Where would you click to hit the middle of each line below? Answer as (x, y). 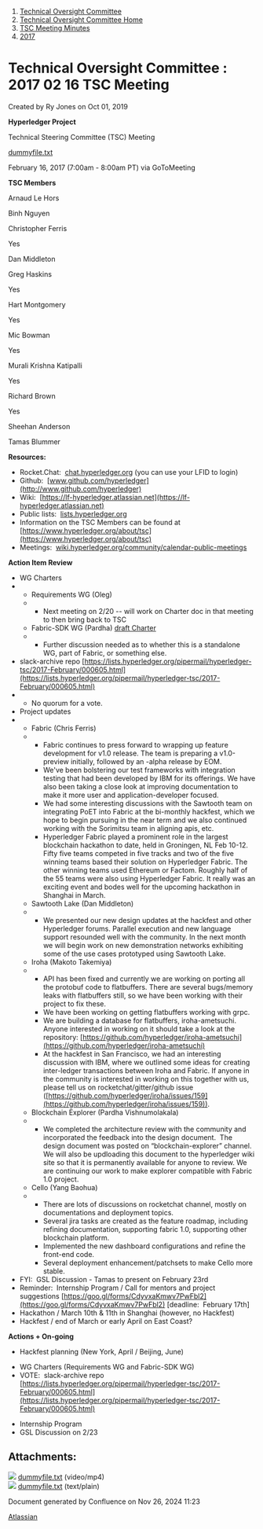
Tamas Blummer (35, 441)
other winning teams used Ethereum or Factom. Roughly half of (145, 870)
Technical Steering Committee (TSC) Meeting (82, 137)
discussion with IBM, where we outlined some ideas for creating (146, 1062)
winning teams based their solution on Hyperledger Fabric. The (145, 862)
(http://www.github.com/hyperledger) (80, 489)
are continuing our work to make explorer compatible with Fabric (148, 1171)
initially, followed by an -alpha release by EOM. (146, 761)
